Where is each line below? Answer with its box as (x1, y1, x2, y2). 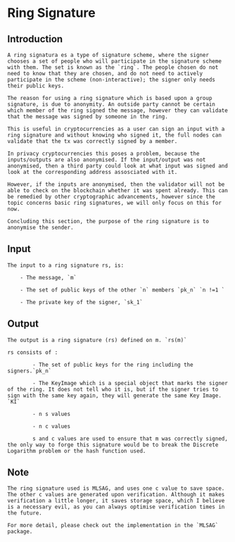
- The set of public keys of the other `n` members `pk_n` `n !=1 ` (20, 286, 225, 294)
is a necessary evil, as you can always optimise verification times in (7, 503, 225, 511)
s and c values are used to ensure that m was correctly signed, (32, 435, 229, 442)
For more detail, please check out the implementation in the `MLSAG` (7, 522, 219, 529)
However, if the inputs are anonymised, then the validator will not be (7, 181, 225, 188)
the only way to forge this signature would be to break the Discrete (7, 441, 219, 448)
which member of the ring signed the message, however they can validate (7, 107, 229, 114)
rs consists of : (7, 348, 58, 356)
